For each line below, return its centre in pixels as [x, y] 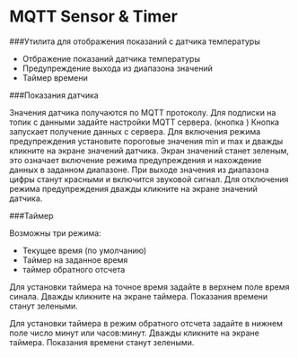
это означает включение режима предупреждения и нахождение [136, 160]
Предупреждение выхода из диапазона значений [117, 68]
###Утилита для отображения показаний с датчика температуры [135, 41]
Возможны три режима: [55, 233]
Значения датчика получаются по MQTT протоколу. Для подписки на [143, 112]
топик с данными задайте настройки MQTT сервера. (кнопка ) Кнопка [145, 122]
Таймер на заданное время [75, 260]
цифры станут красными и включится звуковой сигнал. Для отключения [149, 179]
